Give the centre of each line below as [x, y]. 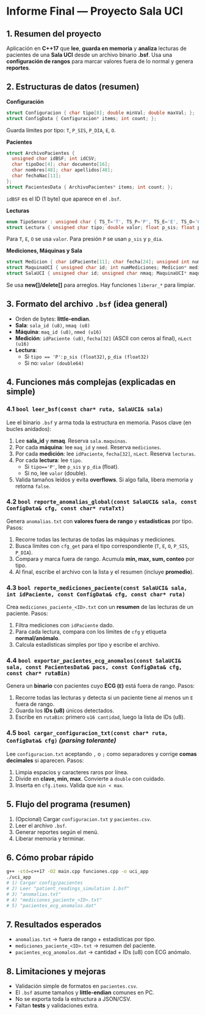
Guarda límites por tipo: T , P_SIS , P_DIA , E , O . [61, 130]
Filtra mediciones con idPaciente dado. [65, 625]
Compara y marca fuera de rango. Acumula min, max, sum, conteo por [105, 558]
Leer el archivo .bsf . [41, 825]
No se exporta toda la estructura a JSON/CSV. [73, 999]
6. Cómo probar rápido [50, 857]
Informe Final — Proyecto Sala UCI [95, 11]
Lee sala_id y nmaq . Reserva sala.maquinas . [71, 441]
